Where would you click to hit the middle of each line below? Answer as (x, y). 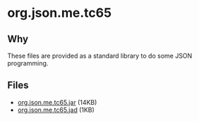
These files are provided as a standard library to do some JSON (100, 56)
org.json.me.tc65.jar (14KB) (57, 102)
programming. (28, 63)
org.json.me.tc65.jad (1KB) (56, 110)
